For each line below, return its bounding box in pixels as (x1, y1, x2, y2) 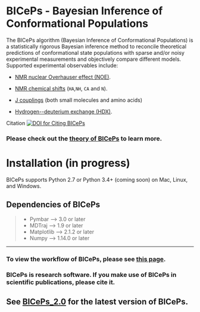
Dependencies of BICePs (6, 199, 101, 210)
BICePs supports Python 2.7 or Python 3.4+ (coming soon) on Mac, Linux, (6, 176, 188, 183)
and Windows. (6, 182, 42, 189)
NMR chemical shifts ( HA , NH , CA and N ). (14, 85, 108, 92)
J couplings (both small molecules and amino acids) (14, 96, 143, 104)
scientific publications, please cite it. (6, 278, 115, 286)
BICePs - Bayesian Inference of (6, 4, 163, 18)
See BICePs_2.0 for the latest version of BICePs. (6, 297, 189, 307)
